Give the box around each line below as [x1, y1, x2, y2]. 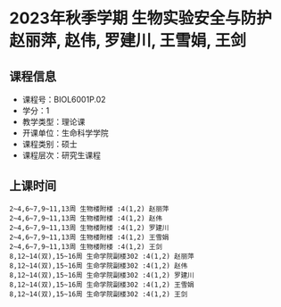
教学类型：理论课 [21, 117, 86, 127]
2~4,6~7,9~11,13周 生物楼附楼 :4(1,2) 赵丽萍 [9, 204, 169, 213]
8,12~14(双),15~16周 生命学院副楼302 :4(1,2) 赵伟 [9, 261, 188, 270]
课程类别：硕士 [21, 139, 78, 149]
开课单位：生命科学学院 [21, 128, 109, 138]
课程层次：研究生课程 [21, 150, 101, 161]
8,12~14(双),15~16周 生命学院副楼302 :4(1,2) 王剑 [9, 289, 188, 299]
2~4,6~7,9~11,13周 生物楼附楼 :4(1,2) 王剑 [9, 242, 163, 251]
